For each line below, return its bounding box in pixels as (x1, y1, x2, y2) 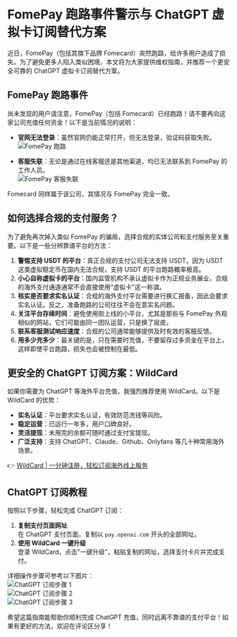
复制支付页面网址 (17, 521, 68, 530)
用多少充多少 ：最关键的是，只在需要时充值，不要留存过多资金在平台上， (17, 335, 228, 344)
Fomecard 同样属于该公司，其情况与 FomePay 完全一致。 (7, 189, 174, 198)
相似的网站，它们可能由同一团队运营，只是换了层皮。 (17, 318, 173, 326)
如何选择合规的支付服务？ (7, 213, 119, 225)
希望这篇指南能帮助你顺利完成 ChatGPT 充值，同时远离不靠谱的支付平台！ (7, 613, 223, 621)
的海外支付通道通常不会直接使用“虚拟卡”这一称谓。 (17, 282, 166, 291)
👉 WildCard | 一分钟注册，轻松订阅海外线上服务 (7, 461, 148, 470)
